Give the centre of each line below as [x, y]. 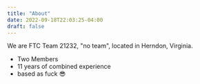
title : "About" [29, 13]
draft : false [26, 26]
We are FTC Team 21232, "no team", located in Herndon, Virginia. [100, 46]
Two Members [38, 59]
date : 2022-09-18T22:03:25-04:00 [55, 20]
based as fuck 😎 [41, 74]
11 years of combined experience [64, 67]
